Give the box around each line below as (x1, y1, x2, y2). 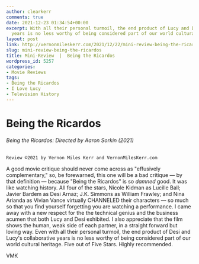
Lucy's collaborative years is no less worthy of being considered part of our (6, 234, 191, 242)
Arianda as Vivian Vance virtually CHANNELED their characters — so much (6, 197, 189, 204)
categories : (6, 63, 36, 70)
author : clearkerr (6, 8, 52, 15)
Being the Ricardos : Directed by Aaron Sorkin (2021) (6, 137, 134, 144)
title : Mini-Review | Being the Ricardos (6, 53, 115, 59)
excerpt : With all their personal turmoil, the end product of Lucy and (6, 25, 190, 31)
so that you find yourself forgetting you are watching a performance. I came (6, 203, 191, 210)
